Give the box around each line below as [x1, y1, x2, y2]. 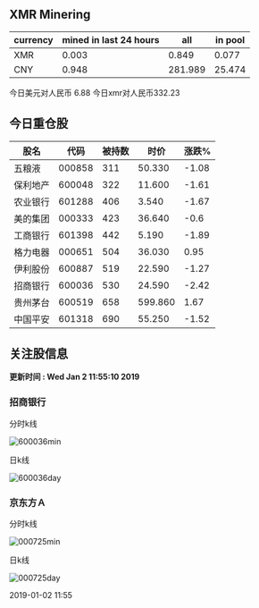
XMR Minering [9, 7, 91, 22]
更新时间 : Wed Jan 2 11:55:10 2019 [9, 371, 140, 383]
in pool [215, 33, 246, 46]
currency [13, 33, 54, 46]
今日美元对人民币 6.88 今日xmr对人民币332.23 [9, 87, 180, 97]
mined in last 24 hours [62, 33, 160, 46]
